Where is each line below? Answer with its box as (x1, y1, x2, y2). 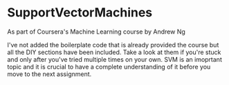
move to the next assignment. (7, 70, 92, 78)
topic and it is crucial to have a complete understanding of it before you (7, 62, 211, 71)
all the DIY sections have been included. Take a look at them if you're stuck (7, 48, 221, 56)
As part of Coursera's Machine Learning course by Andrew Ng (7, 27, 185, 36)
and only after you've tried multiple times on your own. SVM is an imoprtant (7, 55, 223, 63)
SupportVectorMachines (7, 5, 153, 21)
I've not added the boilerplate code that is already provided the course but (7, 40, 219, 49)
